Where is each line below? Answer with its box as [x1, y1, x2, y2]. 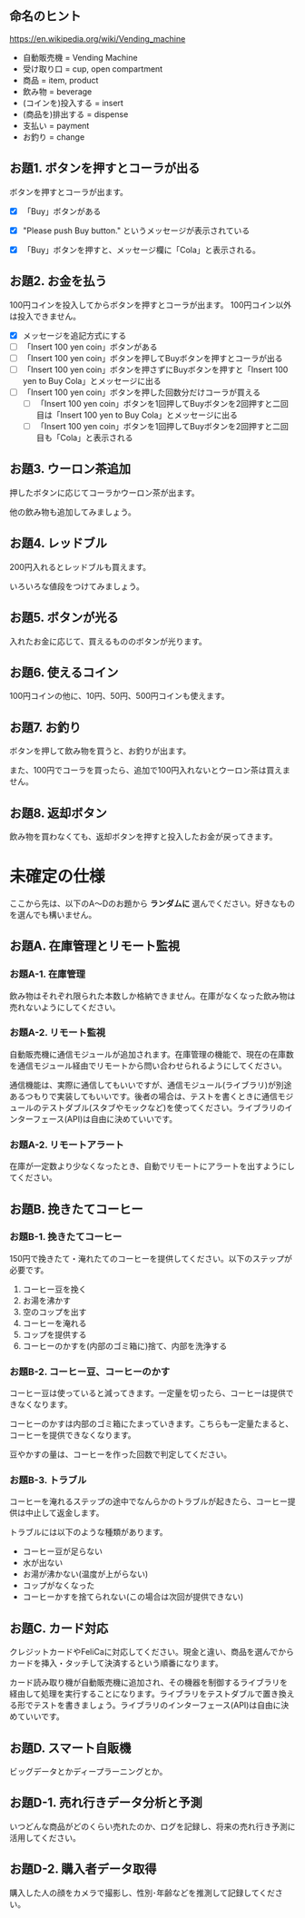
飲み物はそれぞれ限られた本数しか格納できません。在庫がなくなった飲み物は [9, 990, 296, 1001]
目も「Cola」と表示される [35, 432, 133, 443]
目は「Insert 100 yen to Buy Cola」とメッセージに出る [35, 409, 239, 420]
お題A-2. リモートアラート [9, 1138, 124, 1151]
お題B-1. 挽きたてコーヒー [9, 1231, 123, 1244]
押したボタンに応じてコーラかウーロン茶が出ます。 [9, 487, 200, 497]
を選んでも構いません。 [9, 909, 97, 920]
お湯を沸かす [22, 1294, 71, 1305]
